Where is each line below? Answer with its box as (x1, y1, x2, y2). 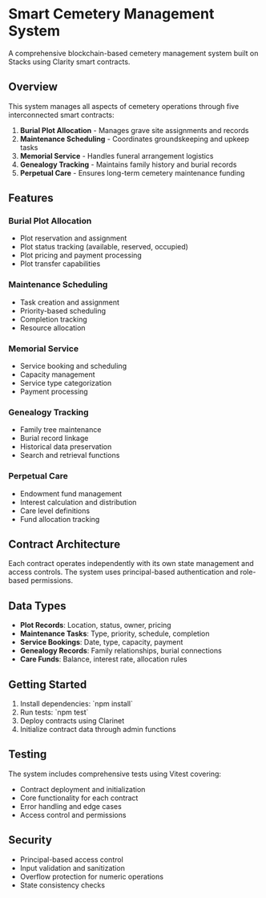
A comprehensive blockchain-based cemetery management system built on (8, 48, 259, 58)
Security (8, 833, 52, 847)
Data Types (8, 599, 66, 613)
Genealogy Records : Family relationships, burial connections (19, 646, 222, 656)
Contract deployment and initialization (19, 784, 146, 794)
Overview (8, 80, 58, 94)
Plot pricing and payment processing (19, 250, 142, 261)
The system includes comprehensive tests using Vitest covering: (8, 769, 222, 779)
